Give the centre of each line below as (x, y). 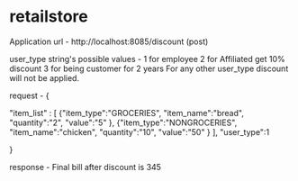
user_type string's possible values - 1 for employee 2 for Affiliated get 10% (147, 59)
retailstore (49, 17)
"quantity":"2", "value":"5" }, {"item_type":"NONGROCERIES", (123, 122)
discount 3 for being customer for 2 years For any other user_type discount (149, 68)
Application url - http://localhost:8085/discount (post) (109, 41)
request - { (29, 95)
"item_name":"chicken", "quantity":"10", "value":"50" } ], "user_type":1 (140, 131)
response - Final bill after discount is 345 (86, 167)
